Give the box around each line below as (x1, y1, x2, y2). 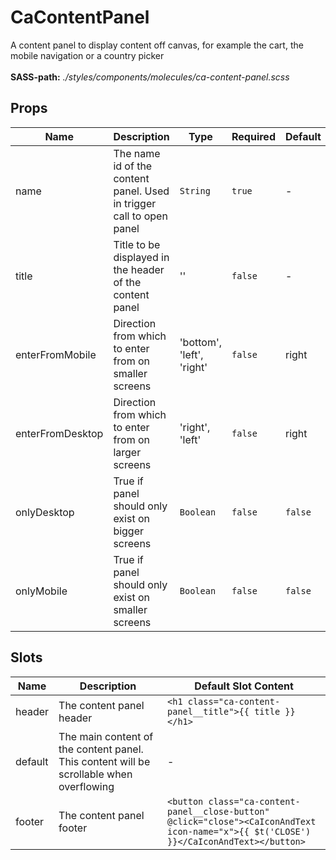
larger (113, 445, 142, 459)
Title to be (113, 237, 161, 251)
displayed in (113, 250, 170, 264)
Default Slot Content (194, 679, 294, 693)
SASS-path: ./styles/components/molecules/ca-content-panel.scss (10, 71, 290, 83)
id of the (113, 159, 153, 173)
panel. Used (113, 184, 170, 198)
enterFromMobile (15, 347, 97, 361)
